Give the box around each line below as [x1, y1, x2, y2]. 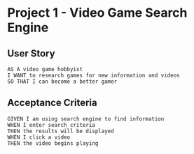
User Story [7, 47, 55, 59]
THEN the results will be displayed [7, 128, 114, 134]
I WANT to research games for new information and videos [7, 72, 180, 79]
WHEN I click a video [7, 134, 71, 141]
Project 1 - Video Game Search [7, 5, 188, 21]
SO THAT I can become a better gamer [7, 78, 118, 85]
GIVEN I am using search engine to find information [7, 115, 165, 123]
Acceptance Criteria [7, 97, 97, 109]
